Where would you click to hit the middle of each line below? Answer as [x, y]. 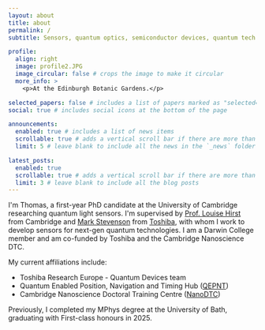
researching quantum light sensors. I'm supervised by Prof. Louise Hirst [125, 213]
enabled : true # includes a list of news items [95, 132]
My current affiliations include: [58, 262]
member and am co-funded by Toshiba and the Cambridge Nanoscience [126, 238]
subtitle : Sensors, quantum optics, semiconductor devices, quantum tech [132, 37]
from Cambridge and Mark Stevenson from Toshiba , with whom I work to [127, 222]
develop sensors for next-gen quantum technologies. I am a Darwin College [131, 231]
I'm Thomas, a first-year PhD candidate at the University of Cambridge [123, 205]
